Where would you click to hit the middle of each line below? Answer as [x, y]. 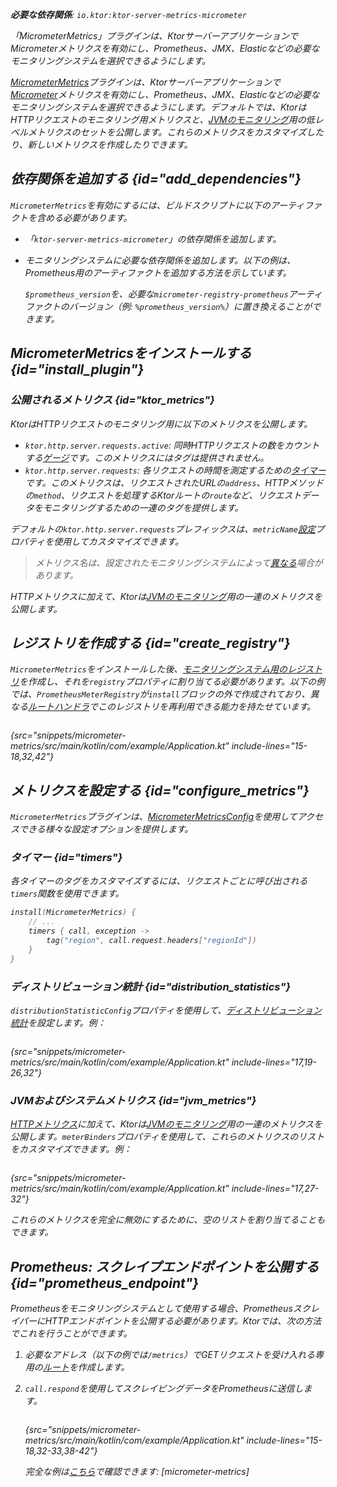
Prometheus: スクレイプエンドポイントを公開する [165, 1266]
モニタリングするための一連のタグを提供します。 [143, 507]
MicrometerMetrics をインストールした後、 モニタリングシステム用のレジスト [166, 669]
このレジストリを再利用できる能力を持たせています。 [207, 707]
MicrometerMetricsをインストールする [131, 353]
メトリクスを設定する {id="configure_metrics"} [160, 790]
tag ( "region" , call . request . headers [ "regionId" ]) [151, 941]
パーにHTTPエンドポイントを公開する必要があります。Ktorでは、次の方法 [170, 1321]
